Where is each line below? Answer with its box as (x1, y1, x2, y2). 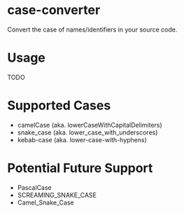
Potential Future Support (7, 160, 153, 176)
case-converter (7, 2, 101, 18)
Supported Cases (7, 97, 111, 114)
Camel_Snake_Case (17, 198, 75, 207)
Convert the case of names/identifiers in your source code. (7, 25, 178, 34)
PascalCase (17, 183, 52, 191)
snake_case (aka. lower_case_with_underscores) (17, 128, 158, 137)
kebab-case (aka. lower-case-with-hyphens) (17, 135, 147, 144)
